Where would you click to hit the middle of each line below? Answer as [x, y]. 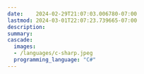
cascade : [20, 40]
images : [25, 47]
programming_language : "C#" [55, 60]
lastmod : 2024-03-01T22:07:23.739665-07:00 [72, 20]
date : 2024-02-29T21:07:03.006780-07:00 [72, 14]
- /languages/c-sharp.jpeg [53, 54]
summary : [20, 33]
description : [26, 27]
